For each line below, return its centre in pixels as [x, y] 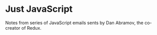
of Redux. [32, 28]
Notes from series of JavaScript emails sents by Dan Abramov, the [74, 23]
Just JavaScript [39, 9]
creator [13, 28]
